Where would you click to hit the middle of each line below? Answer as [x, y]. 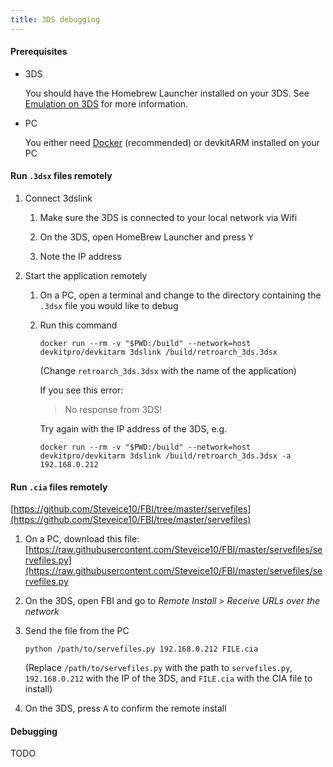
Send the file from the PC [77, 631]
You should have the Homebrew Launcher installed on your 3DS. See [167, 93]
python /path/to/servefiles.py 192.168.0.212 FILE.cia [141, 649]
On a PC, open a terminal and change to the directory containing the [180, 295]
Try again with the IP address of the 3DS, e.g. [133, 429]
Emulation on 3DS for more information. [106, 103]
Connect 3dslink [58, 198]
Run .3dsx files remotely [61, 176]
